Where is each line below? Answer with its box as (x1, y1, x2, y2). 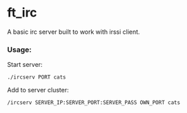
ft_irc (7, 5, 37, 21)
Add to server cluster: (7, 86, 69, 94)
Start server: (7, 61, 43, 69)
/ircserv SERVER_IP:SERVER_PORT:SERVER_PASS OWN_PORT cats (7, 99, 181, 106)
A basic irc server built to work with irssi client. (7, 28, 140, 36)
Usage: (7, 45, 32, 54)
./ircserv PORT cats (7, 74, 67, 81)
